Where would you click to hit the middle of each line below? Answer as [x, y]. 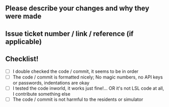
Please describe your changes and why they [77, 8]
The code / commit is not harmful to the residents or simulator [78, 99]
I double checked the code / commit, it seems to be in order [76, 71]
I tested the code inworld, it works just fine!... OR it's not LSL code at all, [88, 88]
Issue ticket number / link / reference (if [69, 33]
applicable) [23, 42]
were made [23, 17]
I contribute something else [41, 94]
